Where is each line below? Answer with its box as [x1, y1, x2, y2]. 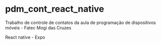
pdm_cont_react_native [5, 3, 105, 15]
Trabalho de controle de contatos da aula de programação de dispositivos [5, 20, 156, 25]
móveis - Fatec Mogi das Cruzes [5, 24, 72, 30]
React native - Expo [5, 34, 46, 40]
